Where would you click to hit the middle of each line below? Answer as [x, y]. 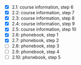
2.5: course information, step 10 [44, 30]
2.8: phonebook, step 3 [36, 46]
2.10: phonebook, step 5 [36, 57]
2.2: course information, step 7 [43, 13]
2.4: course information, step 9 [43, 24]
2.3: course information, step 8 [43, 18]
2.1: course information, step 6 [42, 7]
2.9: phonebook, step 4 [36, 52]
